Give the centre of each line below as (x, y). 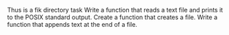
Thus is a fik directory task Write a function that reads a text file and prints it (115, 10)
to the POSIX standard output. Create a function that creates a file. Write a (112, 17)
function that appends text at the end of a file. (72, 24)
